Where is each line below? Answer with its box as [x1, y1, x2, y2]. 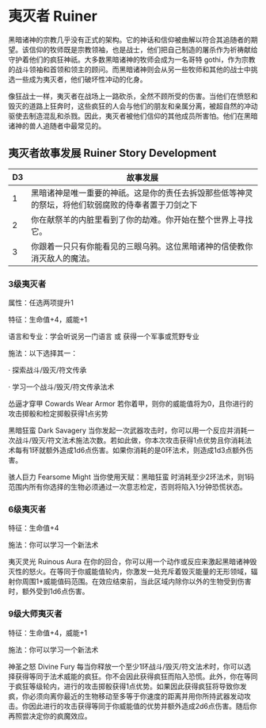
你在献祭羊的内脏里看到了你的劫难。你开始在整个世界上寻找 [30, 214, 253, 225]
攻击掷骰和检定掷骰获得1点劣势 [8, 409, 108, 418]
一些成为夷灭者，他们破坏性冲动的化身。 [14, 74, 147, 84]
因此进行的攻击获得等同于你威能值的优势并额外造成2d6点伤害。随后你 [28, 701, 257, 711]
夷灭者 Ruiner [8, 7, 97, 25]
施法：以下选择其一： [8, 349, 78, 358]
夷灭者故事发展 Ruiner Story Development [8, 147, 217, 160]
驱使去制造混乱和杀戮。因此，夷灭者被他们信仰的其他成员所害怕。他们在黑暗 [8, 111, 258, 120]
